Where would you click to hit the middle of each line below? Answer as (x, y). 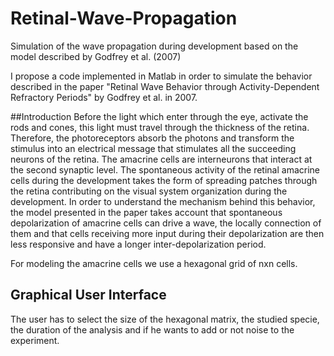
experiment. (35, 340)
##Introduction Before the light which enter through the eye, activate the (159, 116)
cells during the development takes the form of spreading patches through (164, 180)
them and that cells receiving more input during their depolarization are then (167, 233)
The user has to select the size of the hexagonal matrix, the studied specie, (165, 319)
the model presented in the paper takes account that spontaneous (146, 212)
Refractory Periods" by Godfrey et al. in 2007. (104, 97)
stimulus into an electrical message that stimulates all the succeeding (153, 148)
